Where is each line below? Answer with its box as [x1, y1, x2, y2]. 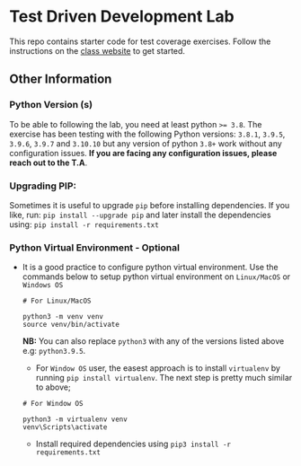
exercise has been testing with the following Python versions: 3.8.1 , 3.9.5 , [9, 128, 286, 139]
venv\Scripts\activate [22, 423, 108, 432]
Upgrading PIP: [9, 180, 76, 192]
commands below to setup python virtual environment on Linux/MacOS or [22, 271, 291, 282]
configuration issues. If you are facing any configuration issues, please [9, 147, 278, 158]
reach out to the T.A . [9, 157, 88, 168]
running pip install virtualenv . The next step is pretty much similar [35, 373, 293, 383]
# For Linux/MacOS [22, 296, 92, 306]
